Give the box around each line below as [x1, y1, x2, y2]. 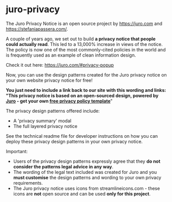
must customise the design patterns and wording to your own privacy [13, 174, 162, 181]
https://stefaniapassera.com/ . [6, 26, 68, 32]
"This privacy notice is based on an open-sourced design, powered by [6, 92, 159, 98]
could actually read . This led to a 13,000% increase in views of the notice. [6, 41, 163, 47]
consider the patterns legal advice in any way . [13, 163, 114, 169]
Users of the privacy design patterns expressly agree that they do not [13, 158, 161, 164]
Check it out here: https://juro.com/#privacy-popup [6, 62, 114, 68]
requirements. [13, 180, 43, 186]
